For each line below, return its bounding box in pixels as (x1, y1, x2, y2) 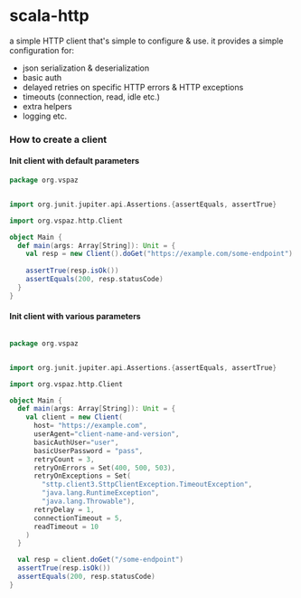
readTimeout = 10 (33, 522, 99, 531)
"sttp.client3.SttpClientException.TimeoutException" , (42, 480, 253, 489)
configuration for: (9, 44, 75, 55)
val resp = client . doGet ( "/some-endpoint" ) (17, 555, 183, 565)
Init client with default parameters (9, 156, 140, 166)
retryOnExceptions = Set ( (33, 471, 131, 480)
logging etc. (22, 110, 68, 121)
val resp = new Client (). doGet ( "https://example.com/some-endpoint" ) (25, 250, 294, 259)
